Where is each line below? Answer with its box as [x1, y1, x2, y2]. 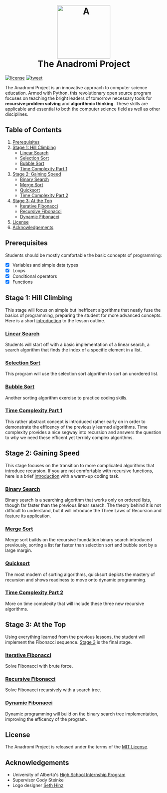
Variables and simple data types [12, 262, 79, 268]
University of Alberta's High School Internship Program [12, 772, 126, 778]
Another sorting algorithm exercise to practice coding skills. [5, 394, 128, 401]
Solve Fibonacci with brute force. [5, 663, 73, 669]
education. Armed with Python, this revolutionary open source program [5, 90, 152, 96]
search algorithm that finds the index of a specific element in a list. [5, 346, 142, 353]
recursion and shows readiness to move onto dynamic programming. [5, 576, 147, 582]
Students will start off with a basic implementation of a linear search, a [5, 341, 150, 347]
